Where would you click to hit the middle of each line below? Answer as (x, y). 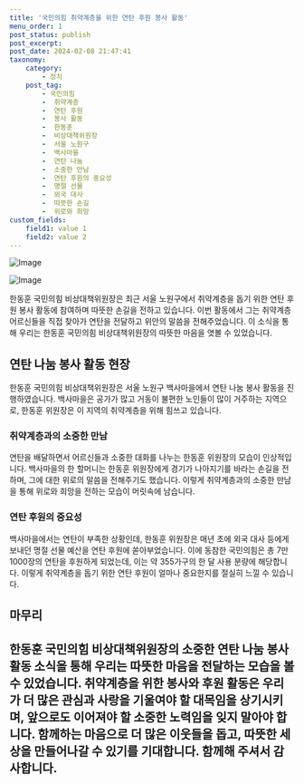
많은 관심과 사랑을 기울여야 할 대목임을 (137, 700)
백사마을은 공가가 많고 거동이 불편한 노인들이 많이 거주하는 (160, 399)
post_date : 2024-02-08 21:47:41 (70, 52)
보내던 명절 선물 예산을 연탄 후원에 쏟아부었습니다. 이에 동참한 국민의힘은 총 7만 (149, 550)
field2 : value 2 (57, 237)
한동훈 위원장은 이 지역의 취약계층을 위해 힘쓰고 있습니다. (121, 411)
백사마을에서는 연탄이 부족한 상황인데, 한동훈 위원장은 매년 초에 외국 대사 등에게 (149, 538)
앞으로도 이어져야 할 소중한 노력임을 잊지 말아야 (150, 717)
